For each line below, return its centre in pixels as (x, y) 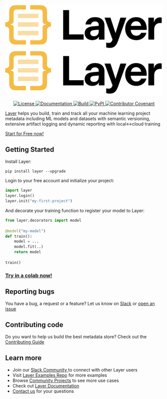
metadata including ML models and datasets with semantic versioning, (78, 119)
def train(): (19, 236)
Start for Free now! (24, 134)
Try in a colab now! (29, 275)
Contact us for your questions (43, 391)
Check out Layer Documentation (46, 386)
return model (28, 252)
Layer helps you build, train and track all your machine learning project (78, 113)
